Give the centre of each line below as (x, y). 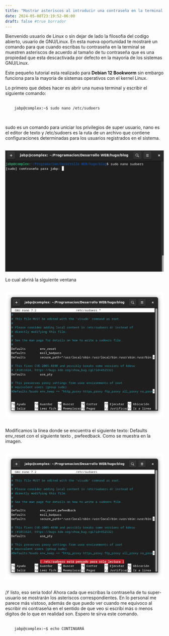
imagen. (14, 441)
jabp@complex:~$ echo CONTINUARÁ (49, 628)
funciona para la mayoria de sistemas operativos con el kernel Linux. (76, 78)
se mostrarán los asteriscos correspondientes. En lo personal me (89, 598)
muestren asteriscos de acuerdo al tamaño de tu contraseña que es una (80, 52)
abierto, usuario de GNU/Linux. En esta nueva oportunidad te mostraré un (81, 42)
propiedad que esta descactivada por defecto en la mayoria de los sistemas (84, 58)
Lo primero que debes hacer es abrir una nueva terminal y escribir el (76, 88)
